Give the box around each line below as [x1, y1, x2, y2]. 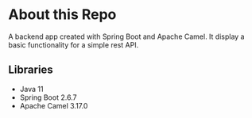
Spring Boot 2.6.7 [19, 93, 77, 102]
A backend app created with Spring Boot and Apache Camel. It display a [8, 32, 245, 41]
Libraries [8, 63, 53, 77]
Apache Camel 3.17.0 [19, 101, 88, 110]
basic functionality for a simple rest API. [8, 40, 139, 49]
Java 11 [19, 84, 44, 93]
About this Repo [8, 6, 117, 24]
